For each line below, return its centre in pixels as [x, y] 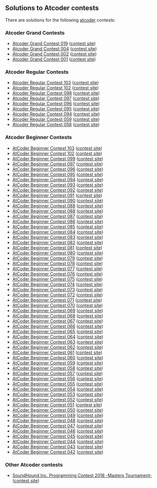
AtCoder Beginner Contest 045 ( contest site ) [58, 436]
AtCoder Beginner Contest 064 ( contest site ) [58, 337]
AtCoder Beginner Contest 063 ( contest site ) [58, 342]
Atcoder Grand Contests [35, 33]
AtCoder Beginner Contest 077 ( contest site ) [58, 269]
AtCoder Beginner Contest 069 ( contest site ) [58, 311]
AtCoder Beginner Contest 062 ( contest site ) [58, 347]
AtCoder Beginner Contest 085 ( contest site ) [58, 227]
